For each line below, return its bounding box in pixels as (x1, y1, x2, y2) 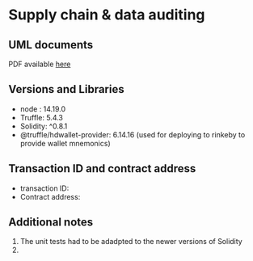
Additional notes (8, 216, 94, 229)
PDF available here (8, 59, 71, 69)
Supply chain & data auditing (8, 6, 205, 24)
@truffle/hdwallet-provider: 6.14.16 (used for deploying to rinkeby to (19, 129, 246, 139)
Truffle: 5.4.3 (19, 112, 63, 122)
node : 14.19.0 (19, 103, 66, 114)
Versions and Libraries (8, 82, 124, 96)
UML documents (8, 38, 94, 52)
